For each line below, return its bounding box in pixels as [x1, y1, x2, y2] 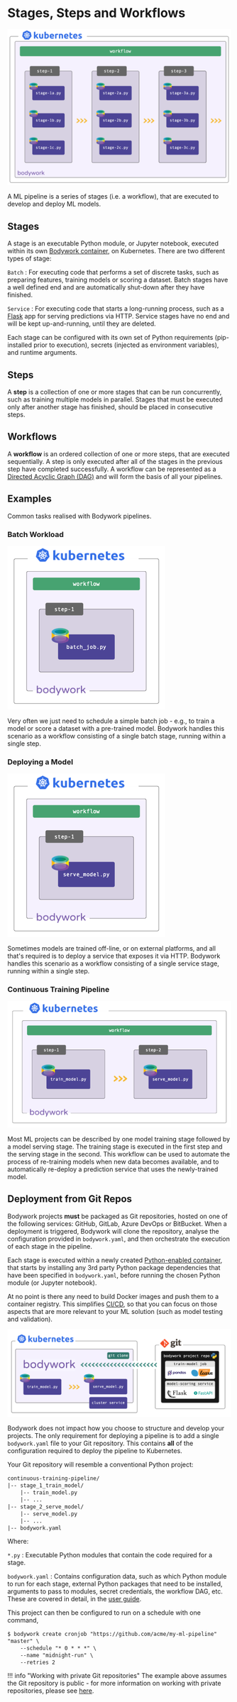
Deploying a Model [7, 757, 73, 767]
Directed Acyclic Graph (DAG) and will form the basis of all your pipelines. [7, 472, 223, 480]
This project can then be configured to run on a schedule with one [7, 1608, 201, 1617]
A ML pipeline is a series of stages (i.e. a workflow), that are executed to [7, 192, 219, 201]
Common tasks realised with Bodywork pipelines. [7, 512, 152, 520]
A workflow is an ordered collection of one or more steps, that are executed [7, 449, 230, 458]
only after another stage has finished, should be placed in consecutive [7, 402, 213, 411]
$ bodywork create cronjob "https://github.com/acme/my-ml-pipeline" [7, 1630, 218, 1637]
